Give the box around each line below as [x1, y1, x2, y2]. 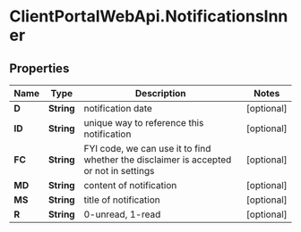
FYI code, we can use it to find [83, 143, 211, 154]
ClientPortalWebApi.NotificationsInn [9, 6, 288, 27]
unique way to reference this [83, 117, 204, 128]
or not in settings [83, 165, 155, 177]
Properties [9, 61, 70, 76]
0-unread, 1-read [83, 208, 161, 220]
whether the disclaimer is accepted [83, 153, 232, 166]
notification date [83, 103, 152, 114]
